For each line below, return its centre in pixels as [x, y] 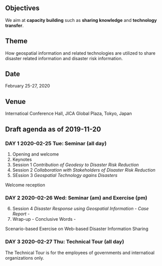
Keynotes [22, 159]
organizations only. [25, 258]
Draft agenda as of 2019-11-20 [53, 129]
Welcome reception [25, 185]
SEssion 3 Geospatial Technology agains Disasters [65, 175]
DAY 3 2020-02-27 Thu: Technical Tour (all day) [65, 242]
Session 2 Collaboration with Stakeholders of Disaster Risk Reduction [84, 170]
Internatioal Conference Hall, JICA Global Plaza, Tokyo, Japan [69, 113]
